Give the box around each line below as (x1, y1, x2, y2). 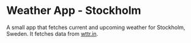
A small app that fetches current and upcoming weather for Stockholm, (6, 24, 185, 31)
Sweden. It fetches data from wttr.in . (6, 30, 99, 37)
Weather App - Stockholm (6, 4, 141, 18)
